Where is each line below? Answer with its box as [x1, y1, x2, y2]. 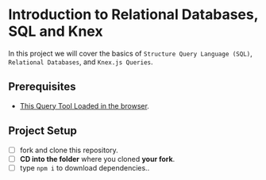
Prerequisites [8, 80, 76, 94]
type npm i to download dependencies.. [19, 163, 150, 172]
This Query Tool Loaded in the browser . [19, 101, 149, 110]
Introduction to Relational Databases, [8, 6, 259, 24]
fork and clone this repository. [19, 145, 118, 155]
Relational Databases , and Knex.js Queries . [8, 57, 153, 67]
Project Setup [8, 124, 78, 138]
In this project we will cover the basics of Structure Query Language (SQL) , [8, 48, 253, 58]
